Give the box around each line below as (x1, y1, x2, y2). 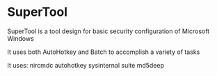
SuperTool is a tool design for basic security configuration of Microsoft (7, 27, 210, 35)
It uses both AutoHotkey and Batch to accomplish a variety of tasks (7, 48, 200, 56)
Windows (7, 34, 35, 42)
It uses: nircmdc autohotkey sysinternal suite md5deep (7, 61, 165, 69)
